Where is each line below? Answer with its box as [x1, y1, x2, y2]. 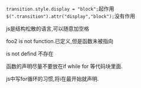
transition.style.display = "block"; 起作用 [6, 5, 114, 12]
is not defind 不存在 [6, 50, 54, 57]
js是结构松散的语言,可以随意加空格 [6, 25, 90, 32]
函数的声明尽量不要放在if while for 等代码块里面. [6, 63, 123, 70]
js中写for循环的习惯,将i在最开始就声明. [6, 76, 99, 82]
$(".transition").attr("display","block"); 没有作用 [6, 12, 136, 19]
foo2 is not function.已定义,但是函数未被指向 [6, 38, 114, 44]
